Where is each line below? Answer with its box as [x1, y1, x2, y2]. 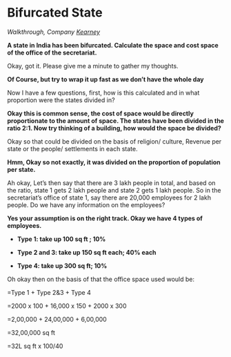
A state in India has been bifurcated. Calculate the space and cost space [7, 41, 219, 49]
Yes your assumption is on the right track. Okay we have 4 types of [7, 214, 203, 222]
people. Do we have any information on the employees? [7, 200, 165, 209]
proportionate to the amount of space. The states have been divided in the [7, 116, 224, 125]
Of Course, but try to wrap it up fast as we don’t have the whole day [7, 75, 204, 84]
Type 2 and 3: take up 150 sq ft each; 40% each [17, 248, 157, 256]
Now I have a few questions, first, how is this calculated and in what [7, 88, 200, 97]
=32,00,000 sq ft [7, 328, 55, 336]
